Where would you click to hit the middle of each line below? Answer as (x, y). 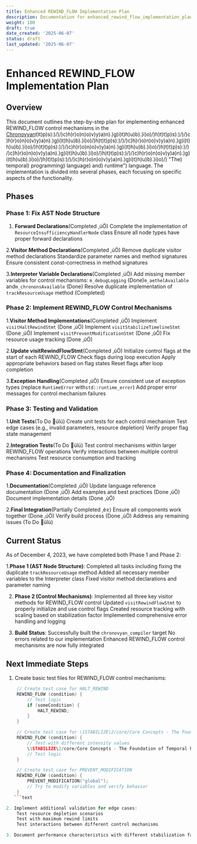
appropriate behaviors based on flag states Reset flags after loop (84, 363)
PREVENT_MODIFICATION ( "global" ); (68, 781)
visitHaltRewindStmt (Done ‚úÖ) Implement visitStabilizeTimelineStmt (93, 326)
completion (20, 369)
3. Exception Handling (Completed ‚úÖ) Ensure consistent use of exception (96, 381)
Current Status (34, 541)
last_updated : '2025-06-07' (40, 45)
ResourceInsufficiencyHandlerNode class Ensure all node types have (97, 232)
